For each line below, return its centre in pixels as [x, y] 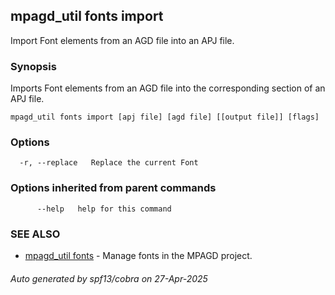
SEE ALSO [35, 234]
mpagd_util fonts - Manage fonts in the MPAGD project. [138, 255]
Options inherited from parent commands [113, 188]
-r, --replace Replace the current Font [109, 163]
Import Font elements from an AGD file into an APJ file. [122, 40]
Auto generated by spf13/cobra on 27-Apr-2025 [109, 278]
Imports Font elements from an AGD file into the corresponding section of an [168, 88]
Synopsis [33, 66]
